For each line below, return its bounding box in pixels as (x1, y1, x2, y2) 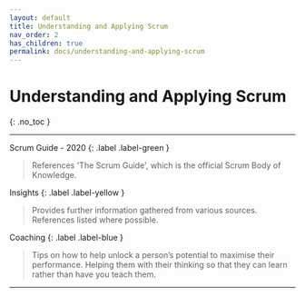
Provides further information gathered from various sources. (31, 205, 258, 216)
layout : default (9, 13, 71, 23)
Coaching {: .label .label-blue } (9, 233, 124, 243)
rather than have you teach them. (31, 269, 157, 280)
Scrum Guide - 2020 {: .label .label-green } (9, 143, 170, 153)
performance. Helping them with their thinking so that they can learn (31, 260, 288, 271)
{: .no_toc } (9, 116, 51, 127)
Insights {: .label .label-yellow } (9, 187, 125, 198)
